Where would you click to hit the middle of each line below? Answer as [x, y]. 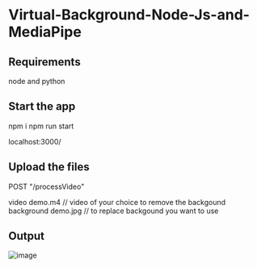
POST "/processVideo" [46, 186]
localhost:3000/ [35, 141]
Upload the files [49, 167]
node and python [37, 81]
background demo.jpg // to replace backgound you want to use [114, 211]
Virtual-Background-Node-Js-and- [129, 15]
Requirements [44, 62]
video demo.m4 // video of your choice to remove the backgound [117, 202]
